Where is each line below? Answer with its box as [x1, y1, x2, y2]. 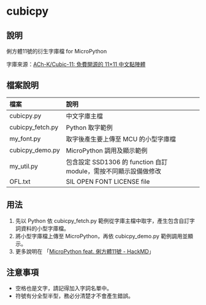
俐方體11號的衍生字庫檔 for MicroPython [6, 48, 107, 55]
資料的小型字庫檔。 [20, 225, 69, 232]
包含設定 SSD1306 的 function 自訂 [66, 157, 168, 166]
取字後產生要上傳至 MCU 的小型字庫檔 [66, 135, 177, 143]
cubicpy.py [9, 111, 42, 120]
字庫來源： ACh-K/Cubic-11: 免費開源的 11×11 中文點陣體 [6, 61, 146, 68]
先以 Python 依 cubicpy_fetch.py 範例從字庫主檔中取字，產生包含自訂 [15, 217, 190, 224]
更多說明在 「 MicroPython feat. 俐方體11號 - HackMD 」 [15, 247, 154, 255]
